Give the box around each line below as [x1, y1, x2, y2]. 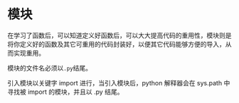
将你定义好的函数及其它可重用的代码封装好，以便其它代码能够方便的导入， [7, 40, 225, 48]
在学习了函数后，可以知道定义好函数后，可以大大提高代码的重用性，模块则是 [7, 31, 232, 40]
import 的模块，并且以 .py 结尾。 [27, 87, 124, 96]
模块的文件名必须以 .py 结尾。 [7, 63, 92, 72]
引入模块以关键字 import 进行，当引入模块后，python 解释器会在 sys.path [7, 78, 223, 87]
